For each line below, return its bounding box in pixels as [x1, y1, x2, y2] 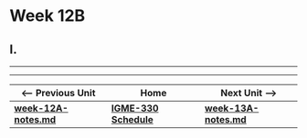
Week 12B [9, 5, 86, 26]
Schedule [111, 113, 153, 125]
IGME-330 [111, 102, 159, 114]
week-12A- [14, 102, 69, 114]
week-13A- [204, 102, 259, 114]
